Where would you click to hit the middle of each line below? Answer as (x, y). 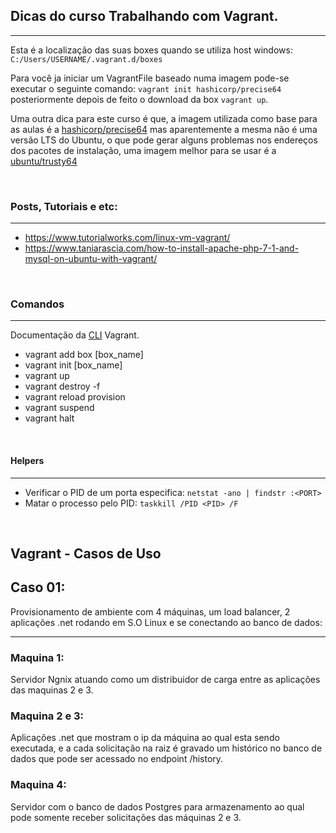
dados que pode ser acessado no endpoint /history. (117, 759)
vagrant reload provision (75, 397)
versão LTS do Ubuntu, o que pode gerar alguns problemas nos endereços (164, 140)
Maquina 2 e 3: (47, 716)
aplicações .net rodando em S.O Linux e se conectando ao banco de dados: (166, 622)
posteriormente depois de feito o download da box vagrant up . (139, 99)
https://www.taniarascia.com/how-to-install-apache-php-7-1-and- (162, 248)
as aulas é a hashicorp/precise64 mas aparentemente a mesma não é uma (164, 129)
